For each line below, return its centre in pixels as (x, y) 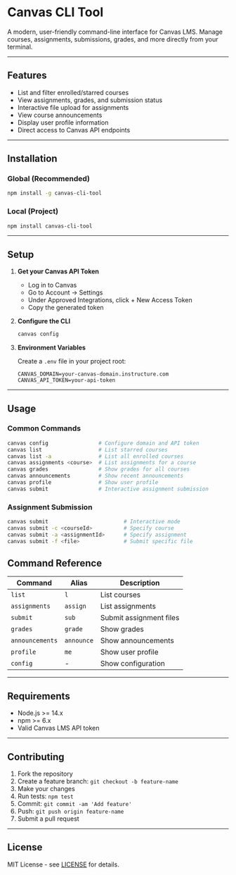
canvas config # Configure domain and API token (103, 443)
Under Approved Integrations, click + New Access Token (110, 300)
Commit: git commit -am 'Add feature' (74, 804)
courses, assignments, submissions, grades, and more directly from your (113, 39)
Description (140, 583)
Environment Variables (52, 348)
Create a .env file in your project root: (72, 361)
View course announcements (60, 115)
